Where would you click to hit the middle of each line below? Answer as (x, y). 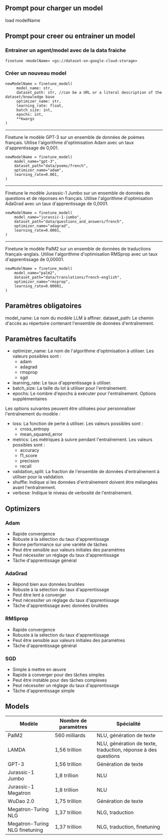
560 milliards (70, 735)
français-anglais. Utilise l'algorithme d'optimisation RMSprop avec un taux (81, 254)
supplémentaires (30, 399)
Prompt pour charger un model (54, 8)
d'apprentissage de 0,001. (32, 148)
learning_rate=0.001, (36, 174)
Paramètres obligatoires (43, 306)
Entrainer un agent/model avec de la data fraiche (66, 51)
